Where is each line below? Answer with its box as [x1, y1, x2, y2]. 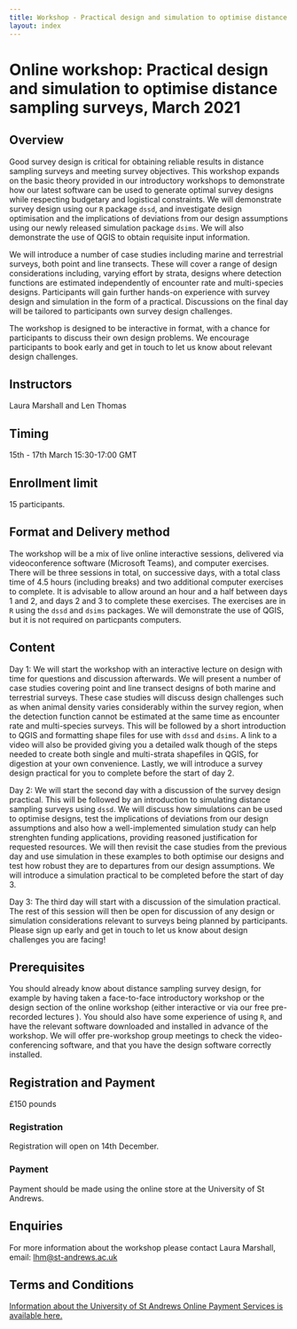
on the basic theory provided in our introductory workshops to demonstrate [9, 175, 285, 186]
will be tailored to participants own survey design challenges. [9, 306, 233, 316]
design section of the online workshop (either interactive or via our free [9, 1002, 270, 1013]
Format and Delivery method [9, 525, 170, 540]
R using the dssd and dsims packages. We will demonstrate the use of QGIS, [9, 605, 285, 616]
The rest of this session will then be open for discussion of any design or [9, 905, 275, 916]
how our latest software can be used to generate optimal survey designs [9, 184, 274, 195]
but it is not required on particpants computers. [9, 614, 182, 625]
